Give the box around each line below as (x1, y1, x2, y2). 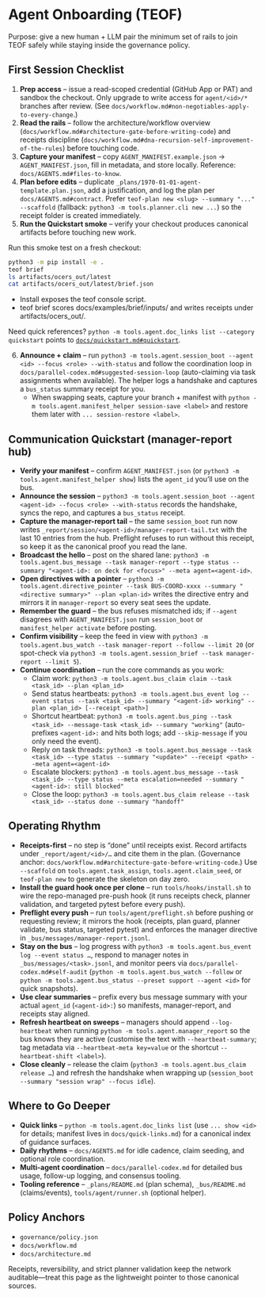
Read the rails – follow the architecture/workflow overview (19, 117, 211, 128)
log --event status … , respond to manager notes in (19, 950, 189, 959)
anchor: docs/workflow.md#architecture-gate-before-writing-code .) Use (19, 857, 258, 867)
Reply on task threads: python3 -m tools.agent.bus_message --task (31, 745, 252, 755)
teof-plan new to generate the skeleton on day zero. (19, 874, 190, 883)
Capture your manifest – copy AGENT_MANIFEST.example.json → (19, 151, 225, 161)
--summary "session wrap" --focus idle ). (19, 1076, 156, 1085)
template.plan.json (19, 186, 85, 195)
